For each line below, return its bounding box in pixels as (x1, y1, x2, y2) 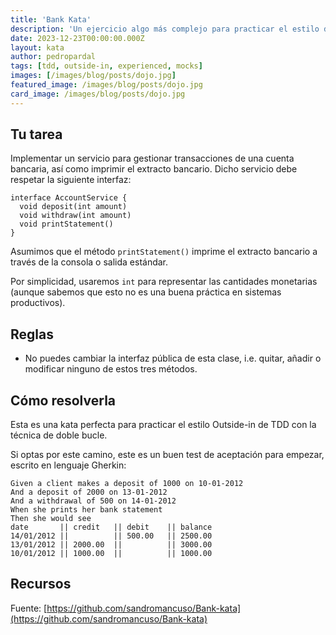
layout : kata (10, 42, 65, 53)
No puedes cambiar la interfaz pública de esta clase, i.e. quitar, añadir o (24, 352, 322, 365)
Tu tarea (10, 126, 63, 143)
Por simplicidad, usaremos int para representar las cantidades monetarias (10, 276, 318, 288)
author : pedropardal (10, 52, 97, 62)
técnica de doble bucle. (10, 429, 108, 441)
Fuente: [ (10, 602, 48, 614)
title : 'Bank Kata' (10, 14, 92, 25)
